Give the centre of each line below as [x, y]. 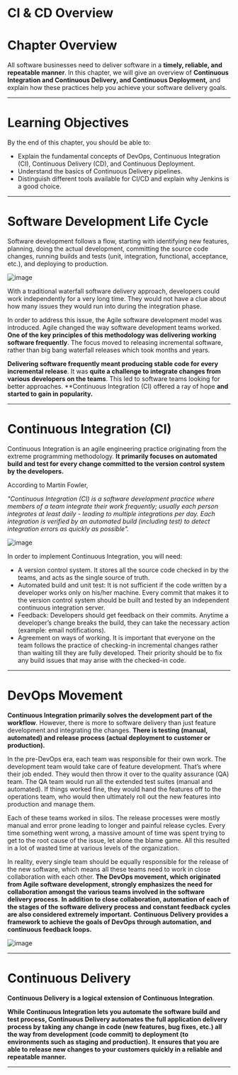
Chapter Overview [62, 46]
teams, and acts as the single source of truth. [84, 577]
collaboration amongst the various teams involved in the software [106, 892]
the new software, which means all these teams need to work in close [109, 869]
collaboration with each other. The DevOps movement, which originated [114, 877]
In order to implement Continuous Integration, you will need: [95, 556]
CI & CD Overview [61, 13]
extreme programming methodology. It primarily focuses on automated [112, 456]
